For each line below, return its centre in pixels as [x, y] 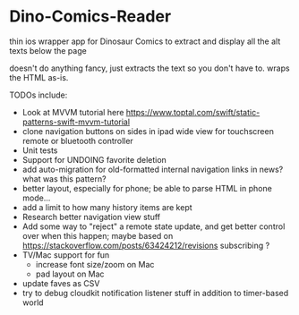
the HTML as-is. [39, 77]
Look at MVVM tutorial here [73, 112]
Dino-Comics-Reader [90, 17]
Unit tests [40, 150]
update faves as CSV [61, 283]
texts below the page [48, 50]
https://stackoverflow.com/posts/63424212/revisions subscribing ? [146, 245]
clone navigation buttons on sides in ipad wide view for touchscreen [148, 131]
